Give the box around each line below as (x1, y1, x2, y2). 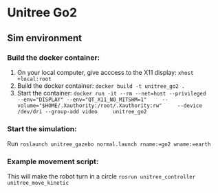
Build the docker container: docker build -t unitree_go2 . (17, 81, 186, 90)
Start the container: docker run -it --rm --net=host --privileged (17, 89, 206, 97)
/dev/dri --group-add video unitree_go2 (17, 108, 147, 115)
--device (177, 102, 203, 109)
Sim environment (7, 32, 83, 44)
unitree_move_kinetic (7, 180, 69, 187)
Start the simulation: (7, 124, 77, 133)
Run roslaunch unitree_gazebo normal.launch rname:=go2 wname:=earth (7, 139, 211, 148)
